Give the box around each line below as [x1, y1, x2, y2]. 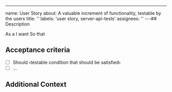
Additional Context [5, 80, 67, 89]
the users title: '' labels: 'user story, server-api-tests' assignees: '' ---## [5, 16, 157, 21]
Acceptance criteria [5, 45, 70, 54]
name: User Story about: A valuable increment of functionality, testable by [5, 10, 161, 16]
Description [5, 21, 30, 27]
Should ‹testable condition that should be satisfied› [12, 59, 121, 65]
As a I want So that [5, 31, 45, 37]
